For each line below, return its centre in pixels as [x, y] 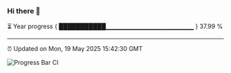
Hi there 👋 [24, 11]
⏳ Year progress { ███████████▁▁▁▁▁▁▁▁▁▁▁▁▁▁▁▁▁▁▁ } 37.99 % [115, 26]
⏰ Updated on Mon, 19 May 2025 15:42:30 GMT [75, 49]
